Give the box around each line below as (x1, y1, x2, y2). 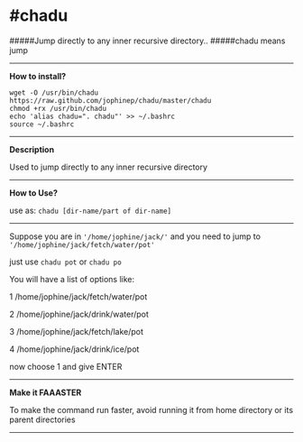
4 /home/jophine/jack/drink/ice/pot (9, 344, 140, 355)
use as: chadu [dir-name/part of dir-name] (9, 205, 172, 216)
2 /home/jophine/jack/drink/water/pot (9, 308, 149, 319)
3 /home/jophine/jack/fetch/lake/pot (9, 326, 144, 336)
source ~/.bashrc (9, 119, 75, 129)
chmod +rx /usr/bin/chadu (9, 104, 106, 113)
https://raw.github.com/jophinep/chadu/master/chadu (9, 96, 212, 105)
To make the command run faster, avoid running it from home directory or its (9, 404, 294, 415)
